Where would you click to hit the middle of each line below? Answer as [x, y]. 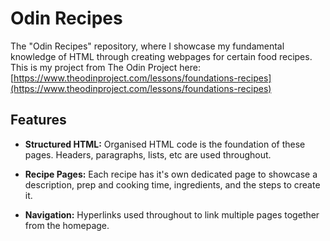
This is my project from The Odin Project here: [105, 67]
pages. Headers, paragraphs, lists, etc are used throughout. [148, 154]
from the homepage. [67, 225]
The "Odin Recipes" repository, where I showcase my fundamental [147, 46]
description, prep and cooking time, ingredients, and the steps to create [172, 184]
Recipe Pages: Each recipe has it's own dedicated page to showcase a [171, 174]
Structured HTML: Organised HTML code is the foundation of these [165, 144]
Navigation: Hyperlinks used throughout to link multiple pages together [172, 214]
